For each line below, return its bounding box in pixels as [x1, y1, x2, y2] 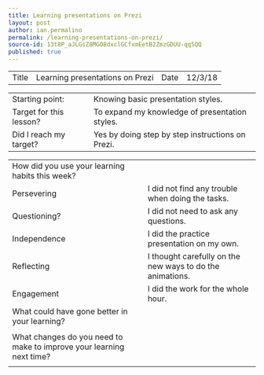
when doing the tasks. [147, 193, 229, 204]
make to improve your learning [12, 341, 125, 352]
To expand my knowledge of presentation [93, 107, 247, 117]
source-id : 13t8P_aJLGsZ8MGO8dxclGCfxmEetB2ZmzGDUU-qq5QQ [8, 41, 202, 49]
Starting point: [12, 94, 64, 105]
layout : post [8, 19, 51, 27]
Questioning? [12, 211, 61, 221]
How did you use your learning [12, 160, 126, 171]
